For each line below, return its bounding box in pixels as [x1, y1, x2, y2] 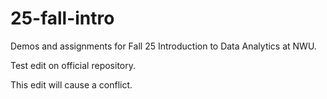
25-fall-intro [10, 7, 115, 30]
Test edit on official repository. [10, 59, 136, 71]
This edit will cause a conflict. [10, 78, 133, 91]
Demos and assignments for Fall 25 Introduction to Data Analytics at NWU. [10, 40, 317, 52]
